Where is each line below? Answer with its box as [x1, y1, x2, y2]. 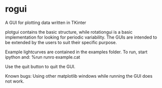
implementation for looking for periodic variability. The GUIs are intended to [5, 34, 158, 40]
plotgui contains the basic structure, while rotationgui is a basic [5, 29, 133, 35]
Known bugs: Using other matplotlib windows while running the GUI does [5, 73, 153, 79]
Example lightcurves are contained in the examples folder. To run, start [5, 49, 148, 55]
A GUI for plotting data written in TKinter [5, 20, 87, 25]
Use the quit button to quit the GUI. [5, 64, 76, 69]
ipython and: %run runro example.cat [5, 54, 80, 60]
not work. [5, 78, 24, 84]
